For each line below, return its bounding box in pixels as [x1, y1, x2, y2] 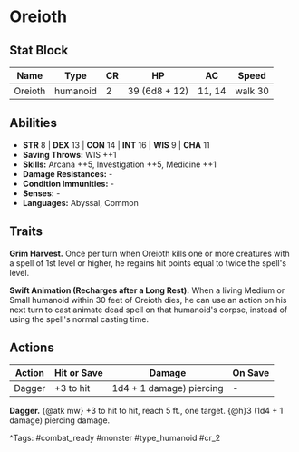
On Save [232, 367, 270, 379]
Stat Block [9, 43, 69, 58]
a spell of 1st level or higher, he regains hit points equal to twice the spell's [9, 257, 287, 269]
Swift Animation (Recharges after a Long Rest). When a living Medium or [9, 284, 285, 296]
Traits [9, 224, 43, 240]
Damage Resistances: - [22, 168, 113, 179]
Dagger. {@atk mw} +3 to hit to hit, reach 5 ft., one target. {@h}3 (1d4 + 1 [9, 406, 284, 417]
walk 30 [235, 84, 270, 97]
